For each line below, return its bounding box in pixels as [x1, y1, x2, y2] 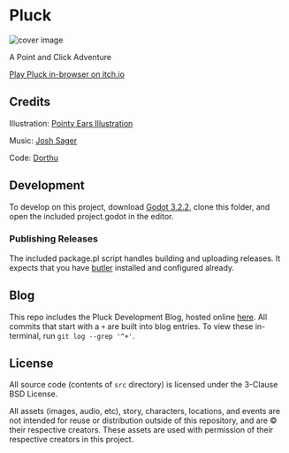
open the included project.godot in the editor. [9, 211, 174, 221]
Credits [9, 95, 51, 110]
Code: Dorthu [9, 152, 59, 163]
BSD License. [9, 388, 58, 399]
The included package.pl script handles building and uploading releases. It [9, 253, 281, 264]
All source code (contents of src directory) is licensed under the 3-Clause [9, 380, 278, 390]
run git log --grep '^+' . [42, 330, 135, 341]
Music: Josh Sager [9, 134, 78, 146]
